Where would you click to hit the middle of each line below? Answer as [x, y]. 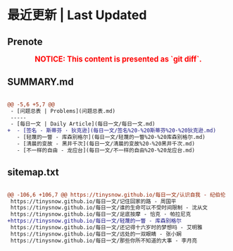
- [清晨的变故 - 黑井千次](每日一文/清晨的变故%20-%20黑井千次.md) [106, 144]
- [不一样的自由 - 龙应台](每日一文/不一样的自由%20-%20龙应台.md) [106, 150]
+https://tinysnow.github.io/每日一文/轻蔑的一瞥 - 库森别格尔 [94, 221]
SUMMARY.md [40, 82]
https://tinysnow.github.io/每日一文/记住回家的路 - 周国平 [93, 201]
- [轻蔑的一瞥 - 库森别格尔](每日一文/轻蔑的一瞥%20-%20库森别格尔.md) [111, 137]
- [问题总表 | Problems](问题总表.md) [63, 111]
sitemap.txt [33, 172]
